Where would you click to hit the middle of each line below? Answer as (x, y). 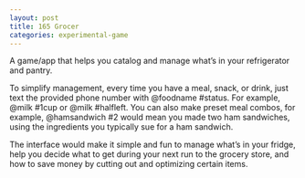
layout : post (34, 18)
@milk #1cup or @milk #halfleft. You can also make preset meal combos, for (152, 108)
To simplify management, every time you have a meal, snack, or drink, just (149, 89)
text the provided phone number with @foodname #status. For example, (145, 98)
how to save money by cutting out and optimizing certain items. (129, 164)
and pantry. (31, 70)
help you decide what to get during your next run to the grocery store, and (149, 154)
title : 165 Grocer (44, 26)
